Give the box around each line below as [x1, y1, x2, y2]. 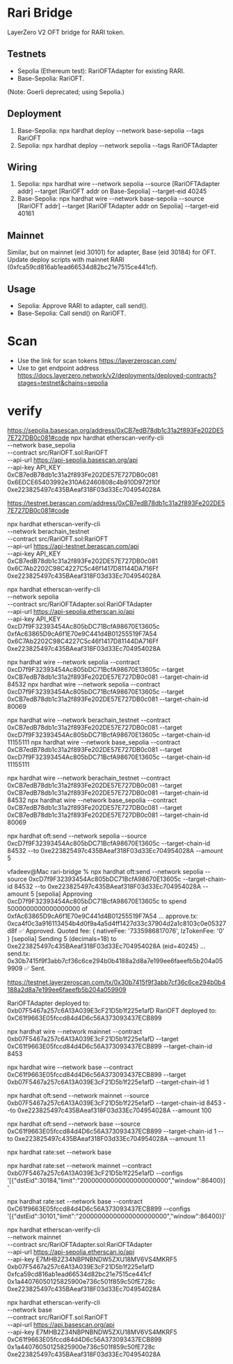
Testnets [7, 48, 47, 60]
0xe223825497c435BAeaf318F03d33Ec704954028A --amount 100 [17, 1106, 212, 1114]
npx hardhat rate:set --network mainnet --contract [7, 1161, 152, 1170]
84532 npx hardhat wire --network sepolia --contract [7, 680, 161, 688]
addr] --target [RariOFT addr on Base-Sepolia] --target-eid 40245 [17, 187, 207, 196]
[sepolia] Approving [35, 889, 93, 898]
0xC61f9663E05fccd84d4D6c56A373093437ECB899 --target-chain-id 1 [7, 1127, 217, 1135]
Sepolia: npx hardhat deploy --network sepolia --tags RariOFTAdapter [17, 141, 218, 149]
